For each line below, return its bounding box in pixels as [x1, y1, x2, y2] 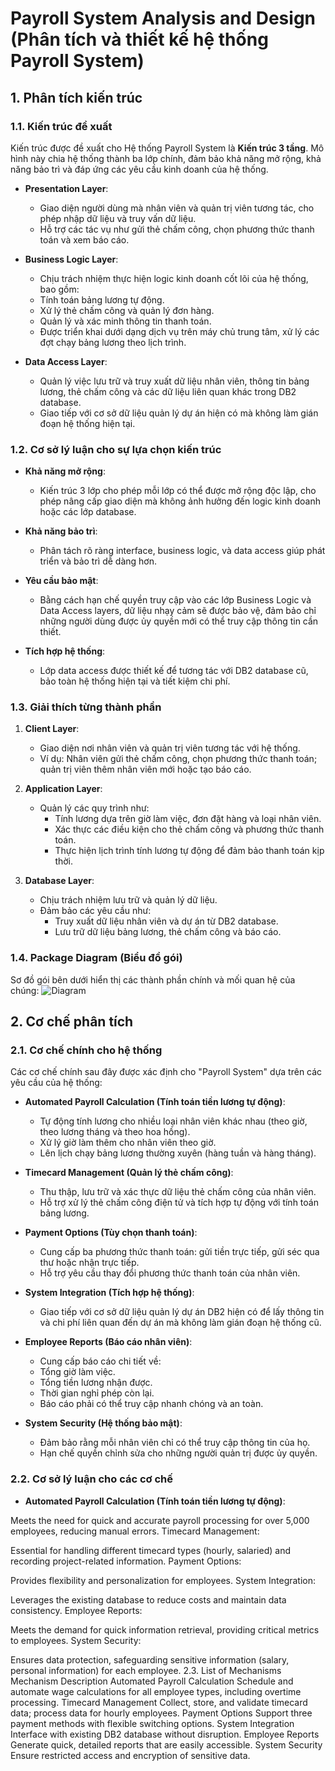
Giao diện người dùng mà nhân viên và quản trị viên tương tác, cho [39, 202, 315, 214]
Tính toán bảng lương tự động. [39, 293, 165, 306]
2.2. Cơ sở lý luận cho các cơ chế [10, 1472, 174, 1486]
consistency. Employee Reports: [10, 1604, 143, 1616]
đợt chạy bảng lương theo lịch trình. [39, 336, 187, 348]
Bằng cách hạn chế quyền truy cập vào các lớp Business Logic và [39, 594, 312, 606]
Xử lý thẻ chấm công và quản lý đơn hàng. [39, 304, 215, 316]
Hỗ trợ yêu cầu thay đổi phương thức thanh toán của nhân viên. [39, 1267, 301, 1279]
